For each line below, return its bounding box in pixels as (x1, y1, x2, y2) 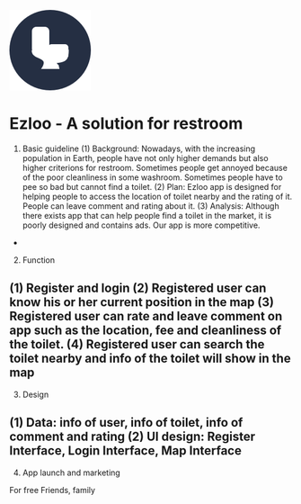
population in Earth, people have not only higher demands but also (22, 152, 269, 163)
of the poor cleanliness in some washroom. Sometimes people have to (22, 172, 283, 183)
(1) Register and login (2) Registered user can (9, 281, 267, 296)
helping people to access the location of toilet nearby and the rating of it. (22, 191, 293, 202)
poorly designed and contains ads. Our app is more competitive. (22, 220, 261, 230)
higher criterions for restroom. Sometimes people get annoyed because (22, 162, 288, 173)
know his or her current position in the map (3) (9, 294, 274, 310)
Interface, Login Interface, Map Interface (9, 443, 243, 459)
